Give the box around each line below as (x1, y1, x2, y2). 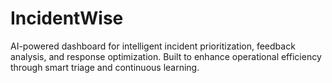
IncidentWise (10, 7, 124, 30)
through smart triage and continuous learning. (10, 61, 200, 73)
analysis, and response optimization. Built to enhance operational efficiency (10, 50, 322, 62)
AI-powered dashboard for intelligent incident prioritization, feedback (10, 40, 296, 52)
